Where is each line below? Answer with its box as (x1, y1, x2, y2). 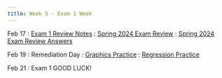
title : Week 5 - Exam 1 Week (7, 10, 92, 17)
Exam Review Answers (7, 36, 73, 45)
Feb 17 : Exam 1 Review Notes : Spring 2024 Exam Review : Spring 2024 (7, 29, 215, 38)
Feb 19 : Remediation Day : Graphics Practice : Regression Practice (7, 50, 200, 58)
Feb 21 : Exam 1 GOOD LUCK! (7, 63, 92, 72)
